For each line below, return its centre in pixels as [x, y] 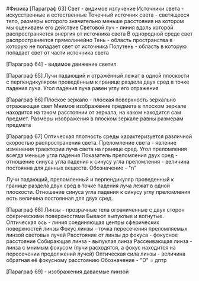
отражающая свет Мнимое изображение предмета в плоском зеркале [96, 106]
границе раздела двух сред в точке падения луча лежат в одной [88, 186]
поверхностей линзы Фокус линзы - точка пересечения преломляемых [97, 229]
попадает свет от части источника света [58, 52]
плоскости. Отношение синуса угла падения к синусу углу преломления [98, 192]
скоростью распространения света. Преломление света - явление [91, 143]
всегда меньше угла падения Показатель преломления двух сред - [92, 155]
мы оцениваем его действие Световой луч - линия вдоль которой [90, 27]
